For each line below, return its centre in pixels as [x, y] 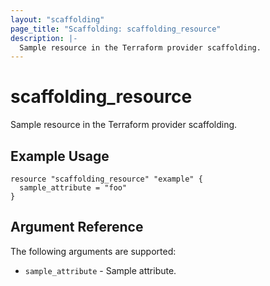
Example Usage [60, 156]
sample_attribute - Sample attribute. [100, 270]
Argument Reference [77, 227]
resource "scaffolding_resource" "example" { [106, 179]
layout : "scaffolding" [57, 19]
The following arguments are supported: [93, 251]
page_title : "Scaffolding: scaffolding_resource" [116, 29]
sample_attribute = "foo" [73, 188]
